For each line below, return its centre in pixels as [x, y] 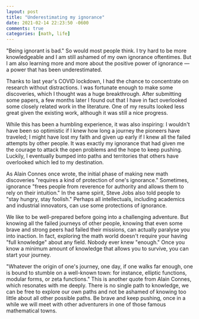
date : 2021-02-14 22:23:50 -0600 [48, 23]
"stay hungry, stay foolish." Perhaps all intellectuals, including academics [96, 199]
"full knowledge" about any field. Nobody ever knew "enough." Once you [96, 242]
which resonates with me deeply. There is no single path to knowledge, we [97, 286]
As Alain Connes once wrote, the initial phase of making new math [87, 174]
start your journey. [29, 255]
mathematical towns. [32, 311]
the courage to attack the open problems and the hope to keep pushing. [94, 150]
